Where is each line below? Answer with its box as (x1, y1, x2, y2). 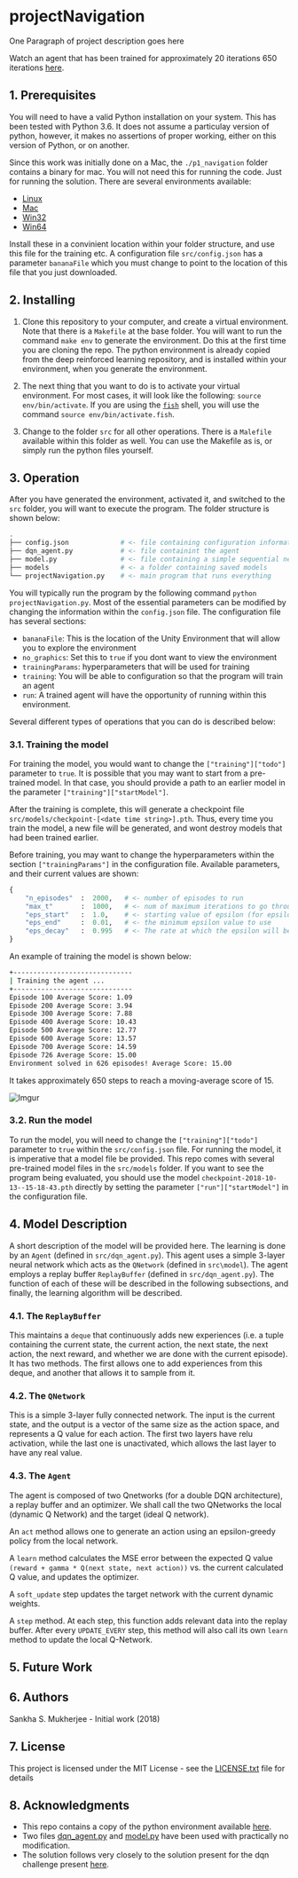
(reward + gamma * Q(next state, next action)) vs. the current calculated (9, 1562, 284, 1573)
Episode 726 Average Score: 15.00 (9, 1050, 137, 1060)
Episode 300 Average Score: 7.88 (9, 1009, 133, 1018)
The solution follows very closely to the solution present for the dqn (21, 1850, 270, 1860)
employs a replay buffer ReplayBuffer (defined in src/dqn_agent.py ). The (9, 1268, 275, 1279)
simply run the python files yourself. (21, 445, 153, 455)
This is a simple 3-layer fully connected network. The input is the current (9, 1409, 275, 1421)
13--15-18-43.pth (9, 1183, 74, 1192)
